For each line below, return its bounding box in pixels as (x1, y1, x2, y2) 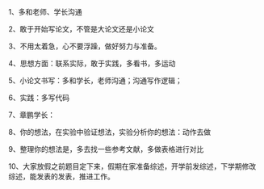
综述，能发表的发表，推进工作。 (8, 172, 115, 181)
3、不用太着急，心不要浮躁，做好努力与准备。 (8, 41, 161, 51)
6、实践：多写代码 (8, 93, 70, 103)
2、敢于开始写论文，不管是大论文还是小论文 (8, 24, 155, 34)
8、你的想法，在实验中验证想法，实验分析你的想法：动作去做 (8, 128, 212, 136)
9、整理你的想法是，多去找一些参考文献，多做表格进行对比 (8, 145, 204, 153)
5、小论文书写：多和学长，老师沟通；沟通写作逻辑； (8, 76, 183, 85)
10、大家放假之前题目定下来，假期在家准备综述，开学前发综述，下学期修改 (8, 162, 257, 171)
